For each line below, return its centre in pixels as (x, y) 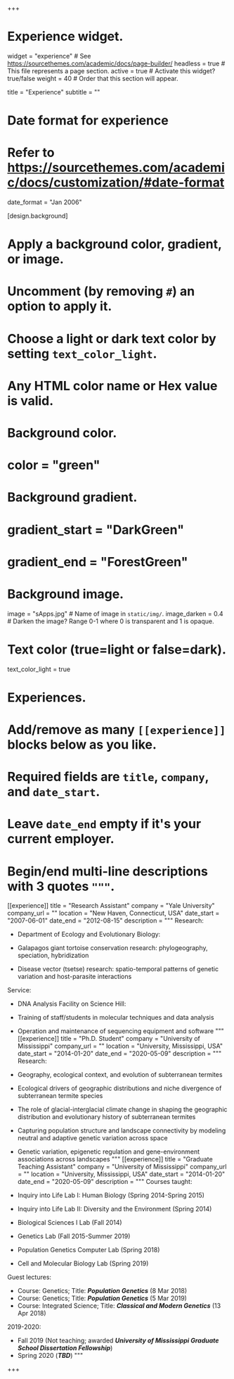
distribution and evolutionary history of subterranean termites (106, 1117)
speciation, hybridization (53, 956)
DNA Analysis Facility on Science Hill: (72, 1004)
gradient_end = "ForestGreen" (98, 562)
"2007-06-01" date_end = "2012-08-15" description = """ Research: (105, 921)
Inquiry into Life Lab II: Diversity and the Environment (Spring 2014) (115, 1209)
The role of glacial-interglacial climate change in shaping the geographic (122, 1109)
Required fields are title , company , (108, 777)
